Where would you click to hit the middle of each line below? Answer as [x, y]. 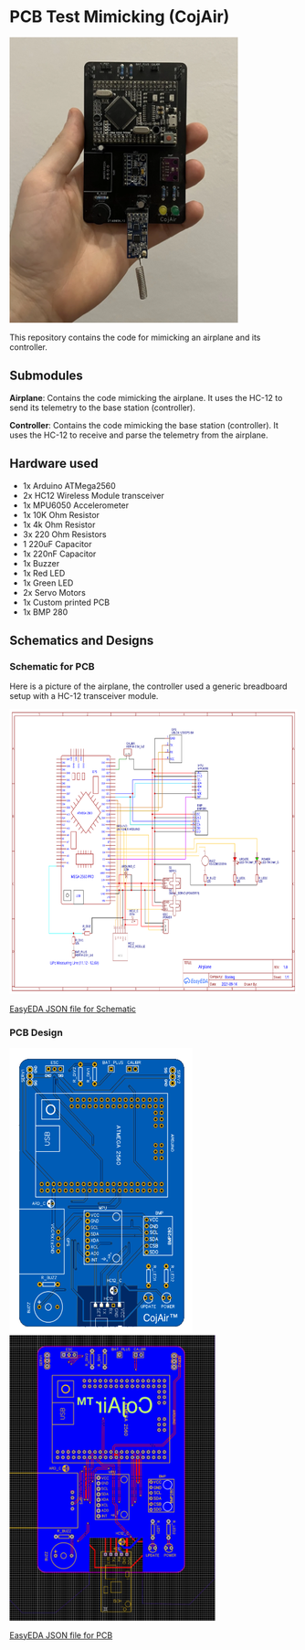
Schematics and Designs [82, 640]
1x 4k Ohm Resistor [59, 524]
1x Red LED [44, 573]
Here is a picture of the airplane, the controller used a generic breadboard [148, 686]
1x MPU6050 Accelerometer [76, 505]
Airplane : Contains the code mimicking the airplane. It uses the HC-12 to [146, 397]
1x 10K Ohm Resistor [61, 514]
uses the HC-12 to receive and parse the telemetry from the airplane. [139, 435]
